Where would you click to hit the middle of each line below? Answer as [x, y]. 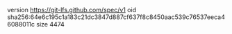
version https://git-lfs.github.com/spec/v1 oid [72, 10]
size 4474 [50, 24]
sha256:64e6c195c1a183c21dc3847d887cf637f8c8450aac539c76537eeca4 [116, 17]
